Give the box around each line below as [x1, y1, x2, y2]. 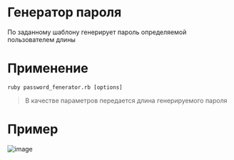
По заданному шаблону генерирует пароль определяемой [7, 28, 187, 36]
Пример [7, 122, 58, 137]
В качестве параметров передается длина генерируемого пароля [24, 96, 228, 105]
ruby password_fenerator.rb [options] [7, 83, 123, 91]
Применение [7, 60, 88, 77]
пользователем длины [7, 35, 76, 43]
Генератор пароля [7, 4, 122, 21]
